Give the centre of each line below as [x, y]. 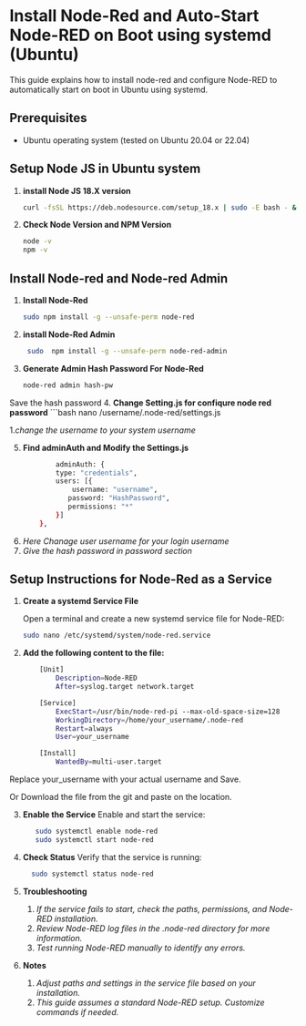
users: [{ [74, 481]
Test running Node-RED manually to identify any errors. [141, 948]
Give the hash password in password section [107, 550]
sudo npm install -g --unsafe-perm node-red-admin [127, 351]
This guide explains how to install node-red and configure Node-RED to [143, 79]
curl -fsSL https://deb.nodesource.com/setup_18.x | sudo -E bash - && [161, 207]
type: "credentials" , [97, 473]
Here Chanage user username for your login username [126, 541]
